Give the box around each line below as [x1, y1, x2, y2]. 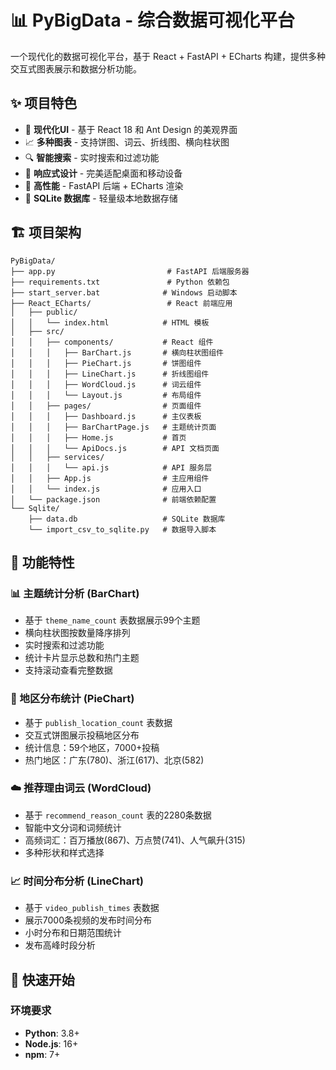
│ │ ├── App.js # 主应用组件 [10, 473, 210, 483]
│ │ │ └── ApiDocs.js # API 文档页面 [10, 443, 220, 453]
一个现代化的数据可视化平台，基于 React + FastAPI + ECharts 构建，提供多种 [10, 50, 326, 62]
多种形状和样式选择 [24, 846, 105, 858]
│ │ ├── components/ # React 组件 [10, 337, 214, 347]
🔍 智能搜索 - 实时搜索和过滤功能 [24, 151, 160, 163]
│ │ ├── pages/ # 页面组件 [10, 401, 202, 411]
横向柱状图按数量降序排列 [24, 627, 131, 639]
